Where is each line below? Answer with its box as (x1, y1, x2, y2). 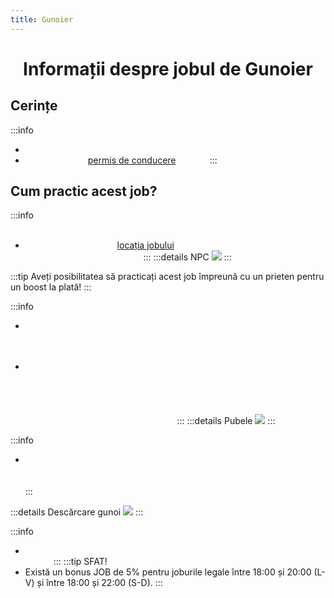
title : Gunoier (10, 14, 74, 25)
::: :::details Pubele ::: (176, 415, 276, 427)
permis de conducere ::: (87, 154, 218, 166)
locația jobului (116, 239, 175, 251)
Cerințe (10, 97, 58, 115)
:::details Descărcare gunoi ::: (10, 506, 144, 518)
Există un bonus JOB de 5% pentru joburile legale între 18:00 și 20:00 (24, 566, 312, 578)
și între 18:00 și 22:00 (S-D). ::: (36, 577, 163, 589)
